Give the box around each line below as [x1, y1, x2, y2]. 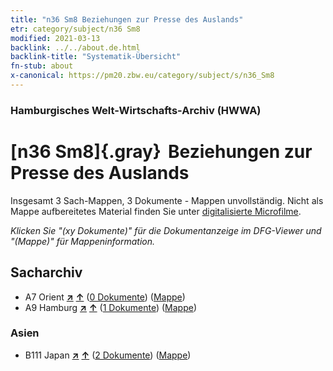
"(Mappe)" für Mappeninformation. [10, 235, 156, 247]
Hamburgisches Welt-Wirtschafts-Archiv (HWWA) [10, 103, 262, 117]
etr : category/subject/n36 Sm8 [10, 24, 141, 34]
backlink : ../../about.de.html [10, 42, 141, 53]
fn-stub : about [10, 61, 74, 71]
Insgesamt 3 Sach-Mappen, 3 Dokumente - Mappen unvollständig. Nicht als [10, 194, 324, 206]
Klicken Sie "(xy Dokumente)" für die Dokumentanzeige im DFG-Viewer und [10, 224, 322, 236]
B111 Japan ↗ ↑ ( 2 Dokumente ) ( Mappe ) [24, 349, 192, 361]
